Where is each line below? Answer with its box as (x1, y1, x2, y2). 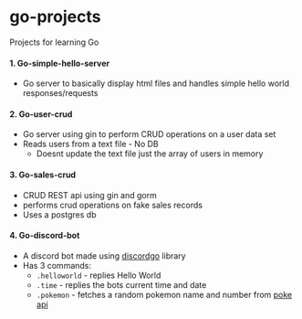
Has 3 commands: (22, 260, 92, 271)
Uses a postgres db (22, 208, 97, 220)
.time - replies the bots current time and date (36, 279, 207, 290)
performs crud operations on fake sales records (22, 199, 203, 210)
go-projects (9, 6, 101, 27)
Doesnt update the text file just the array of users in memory (36, 148, 264, 159)
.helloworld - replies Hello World (36, 270, 161, 281)
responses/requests (22, 88, 99, 99)
